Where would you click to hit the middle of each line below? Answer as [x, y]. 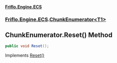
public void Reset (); [27, 46]
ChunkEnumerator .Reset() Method [59, 35]
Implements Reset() [25, 55]
